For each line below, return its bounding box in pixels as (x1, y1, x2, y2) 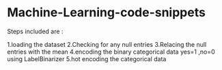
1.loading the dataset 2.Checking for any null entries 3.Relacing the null (7, 40, 207, 48)
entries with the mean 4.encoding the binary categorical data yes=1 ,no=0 (7, 48, 215, 56)
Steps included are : (7, 27, 64, 35)
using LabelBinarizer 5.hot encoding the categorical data (7, 54, 167, 63)
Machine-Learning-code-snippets (7, 5, 206, 20)
